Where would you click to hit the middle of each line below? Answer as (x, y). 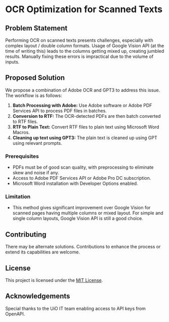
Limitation (18, 197)
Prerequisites (22, 156)
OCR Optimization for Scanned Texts (84, 9)
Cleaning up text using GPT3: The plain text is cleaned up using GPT (85, 138)
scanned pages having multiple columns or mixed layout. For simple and (88, 213)
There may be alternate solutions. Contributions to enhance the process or (83, 247)
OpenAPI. (15, 314)
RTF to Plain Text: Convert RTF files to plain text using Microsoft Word (86, 127)
